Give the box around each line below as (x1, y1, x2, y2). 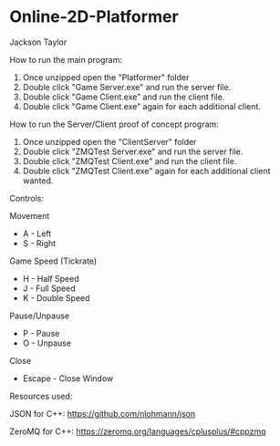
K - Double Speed (22, 292, 90, 303)
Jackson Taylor (9, 36, 67, 47)
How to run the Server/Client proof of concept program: (9, 119, 219, 130)
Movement (9, 210, 50, 221)
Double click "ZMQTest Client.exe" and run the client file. (22, 155, 237, 166)
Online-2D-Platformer (9, 6, 180, 27)
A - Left (22, 228, 52, 239)
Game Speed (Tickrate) (9, 255, 98, 266)
